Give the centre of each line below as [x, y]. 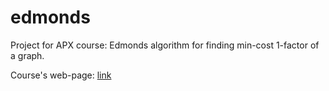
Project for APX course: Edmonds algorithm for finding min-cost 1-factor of [165, 45]
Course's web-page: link [61, 75]
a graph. [27, 55]
